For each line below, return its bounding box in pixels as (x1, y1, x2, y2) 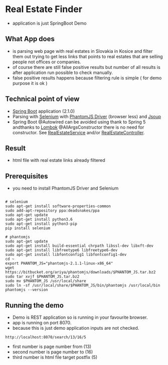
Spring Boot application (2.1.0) (12, 108, 75, 114)
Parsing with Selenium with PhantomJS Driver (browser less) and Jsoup (12, 113, 161, 119)
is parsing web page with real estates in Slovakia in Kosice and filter (12, 48, 153, 54)
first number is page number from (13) (12, 343, 92, 349)
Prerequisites (5, 172, 48, 180)
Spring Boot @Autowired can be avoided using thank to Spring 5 (12, 119, 146, 125)
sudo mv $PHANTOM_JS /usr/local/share (5, 279, 86, 284)
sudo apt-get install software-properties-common (5, 204, 111, 209)
